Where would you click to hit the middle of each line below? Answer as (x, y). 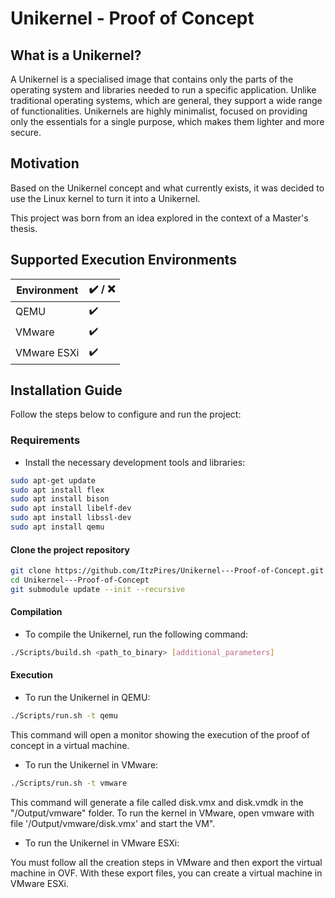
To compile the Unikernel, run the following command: (136, 634)
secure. (26, 132)
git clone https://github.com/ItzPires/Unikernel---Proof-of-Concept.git (167, 571)
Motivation (45, 163)
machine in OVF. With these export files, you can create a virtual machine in (166, 873)
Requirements (45, 440)
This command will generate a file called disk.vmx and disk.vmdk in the (157, 802)
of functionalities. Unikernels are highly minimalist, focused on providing (159, 111)
